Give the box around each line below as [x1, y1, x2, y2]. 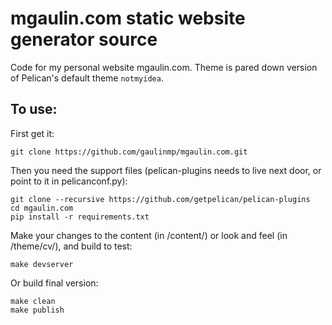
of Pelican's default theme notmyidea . [10, 72, 164, 84]
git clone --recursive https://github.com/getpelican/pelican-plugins [10, 194, 311, 204]
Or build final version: [10, 277, 99, 289]
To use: [10, 101, 58, 118]
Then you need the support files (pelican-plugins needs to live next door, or [10, 164, 322, 176]
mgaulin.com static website [10, 7, 246, 30]
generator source [10, 28, 158, 51]
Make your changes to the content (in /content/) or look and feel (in [10, 229, 288, 241]
